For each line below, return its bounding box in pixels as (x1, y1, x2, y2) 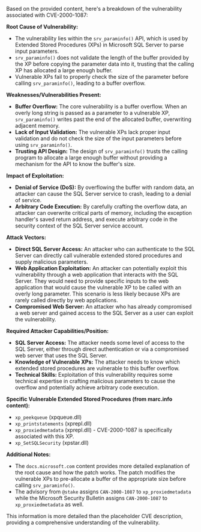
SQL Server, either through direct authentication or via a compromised (14, 345, 189, 353)
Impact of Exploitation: (6, 172, 64, 179)
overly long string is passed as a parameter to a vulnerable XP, (14, 110, 170, 116)
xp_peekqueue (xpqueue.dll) (14, 413, 82, 421)
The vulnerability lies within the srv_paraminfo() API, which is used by (14, 35, 188, 42)
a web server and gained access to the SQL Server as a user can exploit (14, 309, 194, 317)
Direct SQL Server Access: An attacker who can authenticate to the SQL (14, 246, 195, 252)
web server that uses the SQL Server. (14, 352, 108, 359)
